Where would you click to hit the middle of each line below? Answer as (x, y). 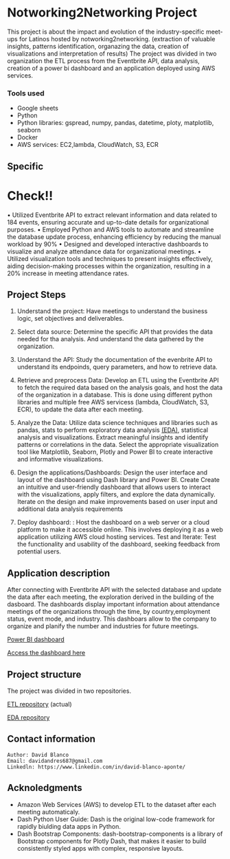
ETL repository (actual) (39, 704)
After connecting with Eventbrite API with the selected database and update (114, 590)
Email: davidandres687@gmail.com (55, 761)
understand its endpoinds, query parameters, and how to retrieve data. (117, 367)
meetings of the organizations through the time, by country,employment (109, 612)
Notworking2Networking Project (102, 13)
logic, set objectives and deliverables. (70, 319)
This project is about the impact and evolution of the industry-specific (106, 32)
